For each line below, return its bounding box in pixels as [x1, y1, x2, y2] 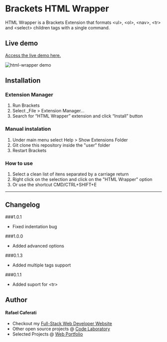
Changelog [5, 201, 40, 209]
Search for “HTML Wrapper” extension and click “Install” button [12, 113, 143, 119]
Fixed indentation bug [12, 223, 57, 229]
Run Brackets [12, 102, 40, 108]
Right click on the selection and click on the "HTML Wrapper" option [12, 176, 153, 182]
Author [5, 296, 27, 304]
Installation [5, 77, 41, 85]
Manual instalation [5, 125, 51, 132]
